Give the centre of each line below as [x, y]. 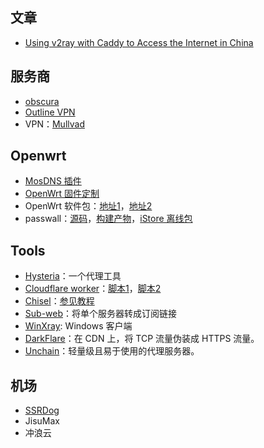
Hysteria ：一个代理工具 [73, 276]
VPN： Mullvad [54, 124]
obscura [42, 101]
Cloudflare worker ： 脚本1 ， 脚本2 [93, 289]
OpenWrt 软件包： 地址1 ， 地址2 [88, 206]
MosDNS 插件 [53, 181]
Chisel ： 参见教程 [59, 301]
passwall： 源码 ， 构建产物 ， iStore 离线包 [108, 219]
